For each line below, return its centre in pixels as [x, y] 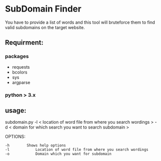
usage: [16, 110]
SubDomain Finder [43, 9]
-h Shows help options [36, 146]
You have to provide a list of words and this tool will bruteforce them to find [80, 22]
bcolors [20, 72]
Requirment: [24, 43]
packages [17, 57]
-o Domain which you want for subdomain [58, 154]
